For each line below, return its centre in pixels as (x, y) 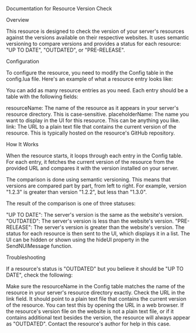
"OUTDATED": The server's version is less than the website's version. (90, 221)
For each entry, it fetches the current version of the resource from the (90, 162)
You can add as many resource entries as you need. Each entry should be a (97, 90)
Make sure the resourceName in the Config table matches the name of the (96, 286)
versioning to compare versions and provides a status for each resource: (94, 44)
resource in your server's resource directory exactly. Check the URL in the (96, 292)
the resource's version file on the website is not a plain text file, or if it (90, 311)
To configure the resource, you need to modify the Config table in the (90, 73)
